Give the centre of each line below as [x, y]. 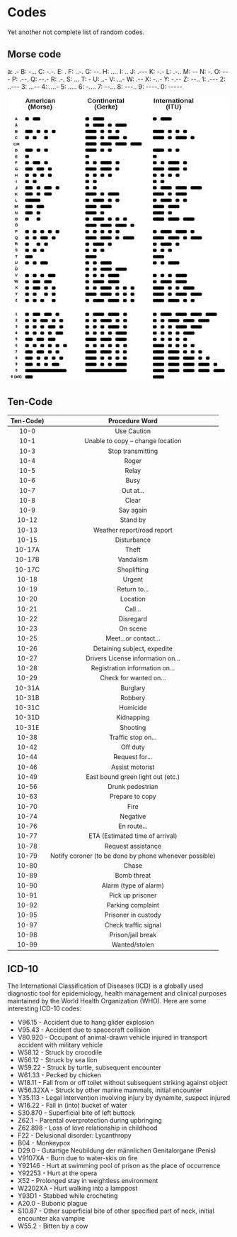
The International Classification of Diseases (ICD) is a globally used [105, 986]
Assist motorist [133, 767]
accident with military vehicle [60, 1045]
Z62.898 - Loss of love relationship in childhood [87, 1128]
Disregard [133, 618]
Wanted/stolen [133, 944]
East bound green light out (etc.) [133, 776]
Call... [133, 609]
